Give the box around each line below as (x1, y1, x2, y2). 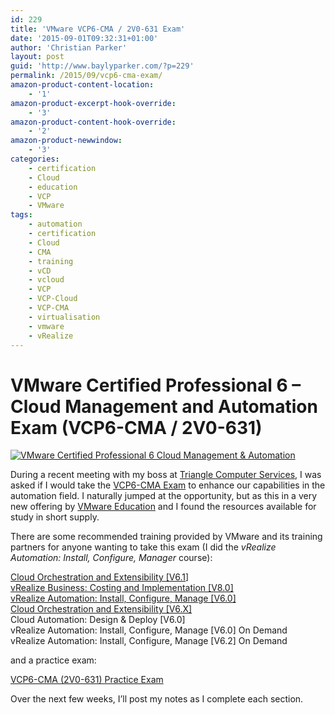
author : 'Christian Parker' (10, 42, 128, 53)
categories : (10, 154, 60, 164)
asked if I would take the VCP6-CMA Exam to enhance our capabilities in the (10, 479, 326, 491)
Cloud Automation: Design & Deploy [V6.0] (10, 614, 186, 626)
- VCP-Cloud (28, 294, 78, 304)
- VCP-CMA (28, 303, 70, 313)
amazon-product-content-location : (10, 80, 155, 90)
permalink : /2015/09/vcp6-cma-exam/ (10, 71, 163, 81)
